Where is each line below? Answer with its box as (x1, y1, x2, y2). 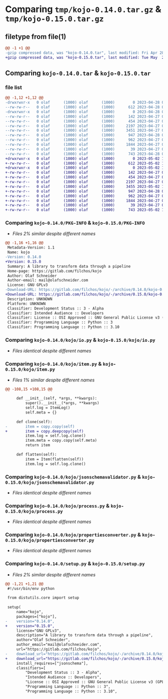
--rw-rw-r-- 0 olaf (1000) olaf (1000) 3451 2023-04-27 (5, 128, 160, 133)
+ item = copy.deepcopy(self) (5, 429, 84, 434)
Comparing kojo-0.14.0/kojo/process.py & (5, 502, 110, 509)
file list (5, 84, 22, 91)
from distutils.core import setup (7, 595, 79, 601)
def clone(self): (16, 419, 52, 424)
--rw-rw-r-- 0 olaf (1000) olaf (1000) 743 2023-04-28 (5, 151, 160, 156)
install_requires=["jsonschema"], (16, 661, 88, 666)
